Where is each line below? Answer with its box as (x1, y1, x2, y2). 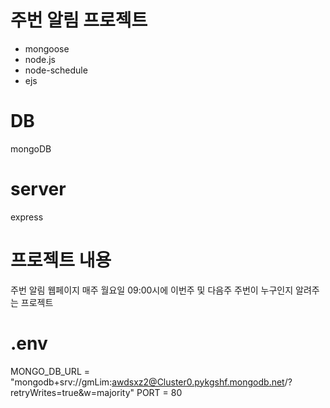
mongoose (24, 42, 70, 55)
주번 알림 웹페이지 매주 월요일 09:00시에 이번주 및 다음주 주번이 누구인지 (10, 284, 294, 296)
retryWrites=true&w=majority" (10, 386, 135, 398)
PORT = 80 (136, 386, 183, 398)
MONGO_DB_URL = (10, 365, 90, 377)
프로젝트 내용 (10, 249, 112, 271)
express (10, 211, 44, 223)
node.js (24, 53, 57, 65)
